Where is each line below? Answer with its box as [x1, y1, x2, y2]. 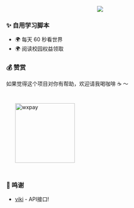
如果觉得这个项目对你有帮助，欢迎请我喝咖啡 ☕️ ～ [6, 80, 129, 87]
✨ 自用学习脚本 [6, 21, 49, 29]
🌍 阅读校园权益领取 [14, 45, 64, 52]
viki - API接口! [14, 195, 49, 203]
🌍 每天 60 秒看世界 [14, 36, 63, 43]
